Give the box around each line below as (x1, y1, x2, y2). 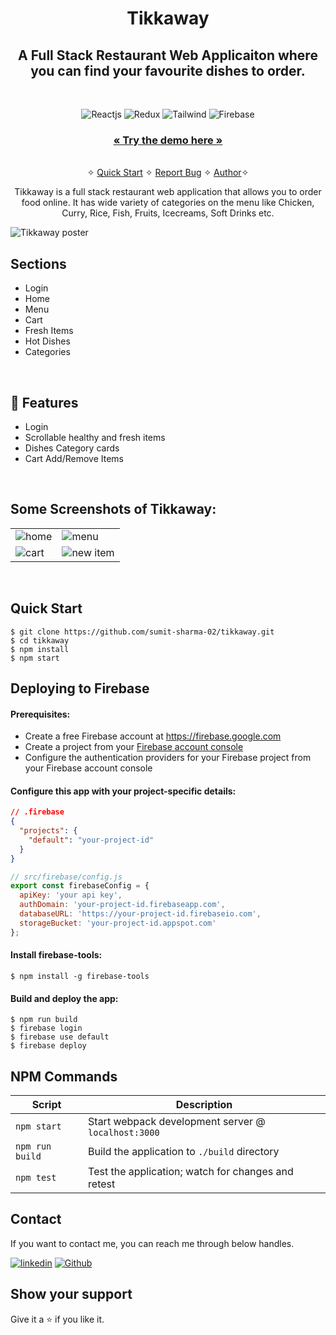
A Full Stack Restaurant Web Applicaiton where (18, 47, 318, 64)
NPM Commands (10, 1068, 118, 1085)
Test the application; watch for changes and (88, 1164, 294, 1178)
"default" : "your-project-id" (28, 835, 155, 845)
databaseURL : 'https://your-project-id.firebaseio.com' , (19, 909, 262, 919)
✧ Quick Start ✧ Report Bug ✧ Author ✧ (86, 167, 250, 179)
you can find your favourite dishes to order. (30, 62, 306, 79)
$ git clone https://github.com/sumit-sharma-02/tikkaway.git (10, 627, 275, 637)
